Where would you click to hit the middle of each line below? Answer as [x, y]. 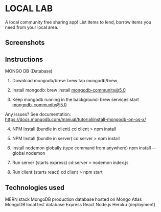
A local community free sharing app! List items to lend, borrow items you [78, 22]
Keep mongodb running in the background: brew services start [76, 100]
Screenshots [25, 43]
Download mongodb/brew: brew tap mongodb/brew [65, 81]
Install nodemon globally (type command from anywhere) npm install [81, 148]
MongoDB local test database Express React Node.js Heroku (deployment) [80, 204]
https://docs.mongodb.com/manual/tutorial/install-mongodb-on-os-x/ [76, 119]
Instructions [24, 59]
